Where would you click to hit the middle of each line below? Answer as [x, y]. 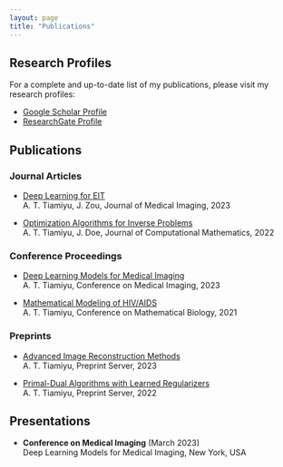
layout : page [34, 18]
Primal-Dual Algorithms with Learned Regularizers [116, 383]
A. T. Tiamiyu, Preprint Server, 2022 [89, 393]
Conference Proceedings [66, 256]
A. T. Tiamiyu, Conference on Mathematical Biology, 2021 [130, 313]
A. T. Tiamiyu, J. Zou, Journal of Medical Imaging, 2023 [127, 205]
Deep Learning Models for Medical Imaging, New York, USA [134, 452]
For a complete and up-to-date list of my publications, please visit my [139, 85]
